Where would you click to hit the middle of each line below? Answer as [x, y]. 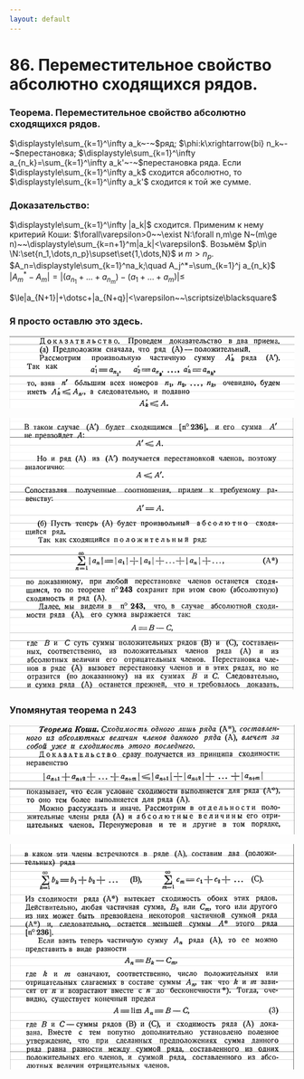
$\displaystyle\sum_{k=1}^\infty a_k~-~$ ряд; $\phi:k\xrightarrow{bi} [137, 144]
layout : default [40, 19]
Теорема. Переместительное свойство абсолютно [128, 112]
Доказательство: [50, 205]
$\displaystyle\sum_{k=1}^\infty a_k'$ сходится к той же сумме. [130, 182]
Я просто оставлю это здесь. [76, 321]
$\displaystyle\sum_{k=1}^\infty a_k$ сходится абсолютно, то [126, 173]
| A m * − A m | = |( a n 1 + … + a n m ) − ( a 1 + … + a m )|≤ [97, 277]
